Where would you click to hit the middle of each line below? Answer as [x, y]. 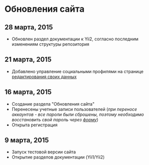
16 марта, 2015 [28, 92]
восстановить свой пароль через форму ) [55, 119]
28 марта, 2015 [29, 27]
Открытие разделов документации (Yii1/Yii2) [58, 157]
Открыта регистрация [35, 125]
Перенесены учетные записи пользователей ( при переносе [74, 109]
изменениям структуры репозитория [51, 44]
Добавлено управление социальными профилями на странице [77, 71]
